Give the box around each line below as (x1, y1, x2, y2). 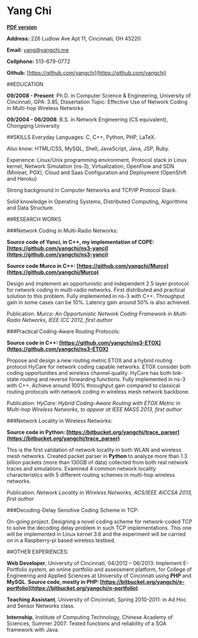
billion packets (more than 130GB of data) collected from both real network (6, 458, 189, 466)
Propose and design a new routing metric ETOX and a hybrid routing (6, 357, 173, 364)
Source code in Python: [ (6, 428, 69, 436)
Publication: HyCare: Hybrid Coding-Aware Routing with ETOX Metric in (6, 399, 181, 407)
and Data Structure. (6, 204, 55, 211)
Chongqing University (6, 122, 60, 129)
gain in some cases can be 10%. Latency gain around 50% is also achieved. (6, 298, 191, 305)
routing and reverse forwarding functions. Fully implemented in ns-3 (20, 376, 186, 383)
